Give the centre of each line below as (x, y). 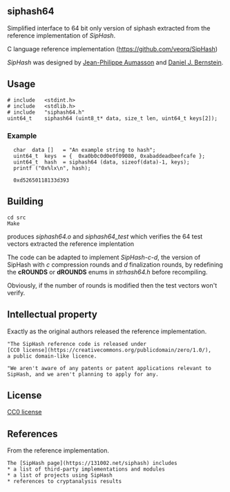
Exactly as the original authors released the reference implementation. (107, 331)
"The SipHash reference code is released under (77, 344)
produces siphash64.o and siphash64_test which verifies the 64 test (105, 236)
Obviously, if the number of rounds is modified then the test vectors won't (112, 285)
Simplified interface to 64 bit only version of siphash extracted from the (109, 28)
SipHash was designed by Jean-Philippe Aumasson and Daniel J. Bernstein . (115, 62)
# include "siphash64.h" (46, 112)
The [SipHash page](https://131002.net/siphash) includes (92, 464)
